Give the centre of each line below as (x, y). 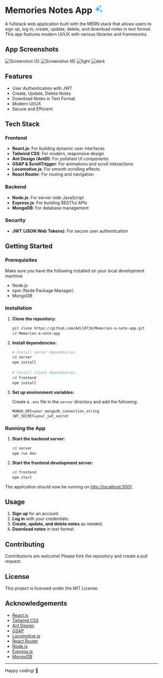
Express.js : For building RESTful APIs (49, 203)
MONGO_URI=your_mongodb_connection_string (56, 411)
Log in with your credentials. (41, 519)
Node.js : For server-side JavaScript (48, 197)
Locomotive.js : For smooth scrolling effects (56, 169)
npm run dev (24, 453)
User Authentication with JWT (42, 88)
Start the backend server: (39, 439)
